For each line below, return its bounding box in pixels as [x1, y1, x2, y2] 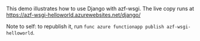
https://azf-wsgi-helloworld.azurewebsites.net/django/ [6, 11, 141, 18]
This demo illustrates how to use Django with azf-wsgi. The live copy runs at [6, 5, 194, 12]
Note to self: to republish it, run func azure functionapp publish [6, 23, 164, 30]
